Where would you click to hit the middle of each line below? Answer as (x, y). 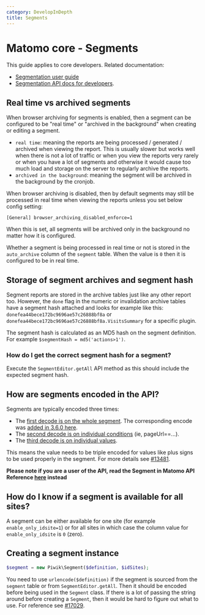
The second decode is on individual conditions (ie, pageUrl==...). (97, 434)
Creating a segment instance (63, 553)
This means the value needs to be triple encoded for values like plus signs (100, 452)
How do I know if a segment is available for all (95, 497)
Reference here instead (37, 478)
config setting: (24, 207)
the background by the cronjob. (55, 182)
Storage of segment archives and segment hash (100, 280)
